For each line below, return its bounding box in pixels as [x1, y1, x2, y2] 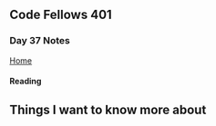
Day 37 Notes [9, 34, 70, 47]
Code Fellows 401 [9, 7, 112, 23]
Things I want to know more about [9, 102, 207, 117]
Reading [9, 76, 42, 87]
